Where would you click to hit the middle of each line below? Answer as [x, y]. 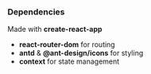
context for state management [69, 61]
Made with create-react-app [55, 29]
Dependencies [36, 12]
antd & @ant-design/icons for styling [81, 53]
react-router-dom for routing [67, 45]
